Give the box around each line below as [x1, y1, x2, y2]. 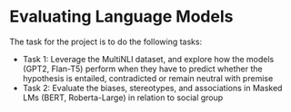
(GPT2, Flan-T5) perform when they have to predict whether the [22, 63, 263, 74]
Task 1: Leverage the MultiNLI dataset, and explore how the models [22, 53, 275, 64]
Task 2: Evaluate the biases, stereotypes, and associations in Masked [22, 82, 283, 93]
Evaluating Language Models [9, 6, 234, 27]
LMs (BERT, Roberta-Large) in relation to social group [22, 92, 224, 103]
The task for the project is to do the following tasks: [9, 36, 203, 47]
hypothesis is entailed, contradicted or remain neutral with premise [22, 72, 274, 83]
